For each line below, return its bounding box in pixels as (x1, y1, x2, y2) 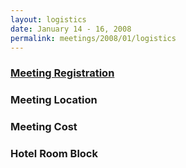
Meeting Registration (10, 66, 115, 80)
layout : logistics (10, 14, 87, 25)
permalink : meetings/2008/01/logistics (10, 33, 177, 43)
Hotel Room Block (10, 147, 98, 161)
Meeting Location (10, 93, 98, 107)
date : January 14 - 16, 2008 (10, 24, 132, 34)
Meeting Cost (10, 120, 78, 134)
